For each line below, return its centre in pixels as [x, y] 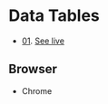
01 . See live [43, 41]
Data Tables [54, 16]
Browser [33, 69]
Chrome [37, 90]
